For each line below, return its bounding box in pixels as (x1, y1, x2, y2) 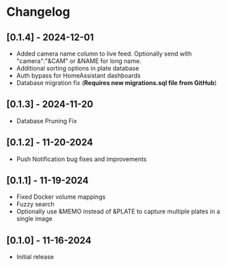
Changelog (6, 4, 70, 20)
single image (16, 215, 53, 223)
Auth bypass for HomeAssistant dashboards (16, 71, 141, 80)
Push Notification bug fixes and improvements (16, 155, 147, 163)
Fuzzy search (16, 200, 55, 208)
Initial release (16, 253, 54, 261)
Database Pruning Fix (16, 117, 77, 125)
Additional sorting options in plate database (16, 64, 139, 72)
